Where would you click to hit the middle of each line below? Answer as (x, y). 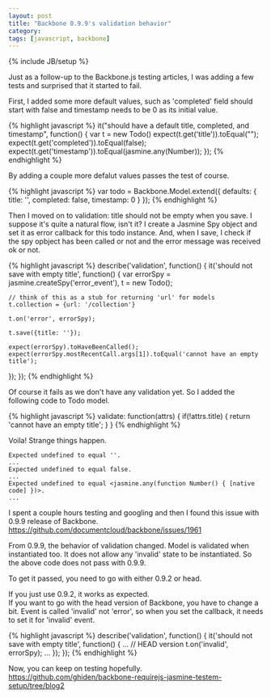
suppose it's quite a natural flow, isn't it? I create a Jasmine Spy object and (133, 224)
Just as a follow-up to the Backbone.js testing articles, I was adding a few (131, 77)
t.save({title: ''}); (45, 333)
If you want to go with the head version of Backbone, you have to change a (133, 603)
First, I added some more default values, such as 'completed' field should (131, 101)
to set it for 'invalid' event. (52, 620)
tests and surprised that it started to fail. (75, 86)
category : (25, 31)
